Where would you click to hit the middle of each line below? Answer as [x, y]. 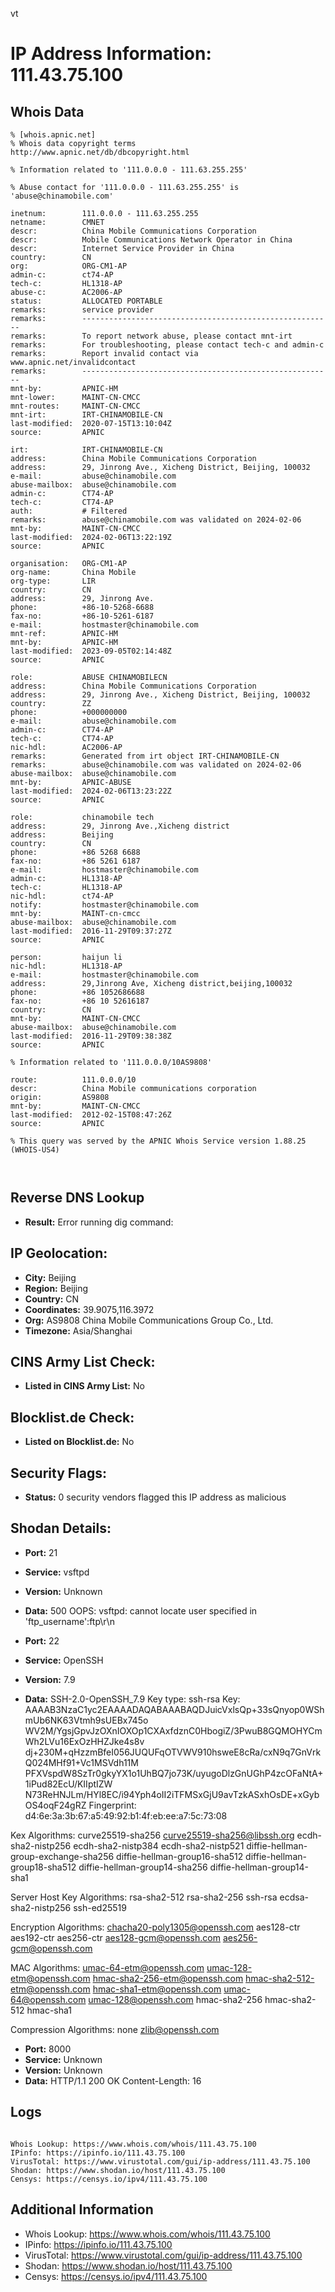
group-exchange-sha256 [62, 1856]
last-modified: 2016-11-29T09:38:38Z [91, 1036]
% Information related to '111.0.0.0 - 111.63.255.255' [129, 170]
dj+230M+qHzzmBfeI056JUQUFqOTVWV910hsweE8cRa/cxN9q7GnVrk [173, 1752]
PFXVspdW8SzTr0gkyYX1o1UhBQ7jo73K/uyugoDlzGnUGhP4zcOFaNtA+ [174, 1773]
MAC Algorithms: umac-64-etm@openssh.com [107, 1967]
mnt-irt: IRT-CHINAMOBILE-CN [86, 415]
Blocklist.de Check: [72, 1417]
